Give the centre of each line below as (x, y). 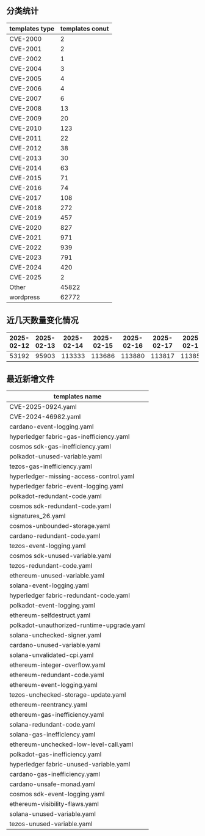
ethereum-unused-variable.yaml (57, 576)
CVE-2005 (26, 78)
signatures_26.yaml (38, 516)
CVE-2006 (26, 89)
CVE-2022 (26, 248)
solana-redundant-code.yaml (52, 725)
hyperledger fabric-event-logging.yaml (67, 486)
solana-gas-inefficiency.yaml (52, 735)
